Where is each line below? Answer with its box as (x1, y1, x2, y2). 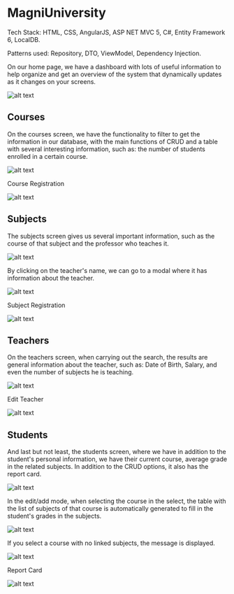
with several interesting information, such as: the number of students (7, 145, 206, 153)
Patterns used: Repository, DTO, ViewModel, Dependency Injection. (7, 49, 201, 57)
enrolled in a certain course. (7, 152, 89, 160)
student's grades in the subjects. (7, 512, 102, 521)
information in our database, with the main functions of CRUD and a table (7, 137, 218, 146)
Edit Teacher (7, 395, 44, 404)
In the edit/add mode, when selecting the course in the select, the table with (7, 497, 226, 505)
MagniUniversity (7, 5, 106, 21)
